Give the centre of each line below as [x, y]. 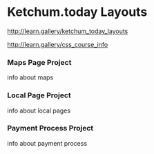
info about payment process [47, 143]
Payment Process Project [50, 128]
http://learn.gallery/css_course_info [58, 44]
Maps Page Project [39, 62]
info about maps [30, 77]
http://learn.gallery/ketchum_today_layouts [68, 31]
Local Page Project [39, 95]
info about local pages [39, 110]
